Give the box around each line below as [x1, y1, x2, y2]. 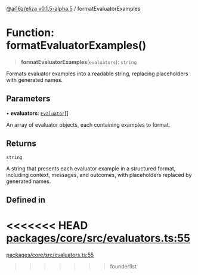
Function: [6, 26, 55, 39]
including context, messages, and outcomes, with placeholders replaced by [6, 171, 192, 178]
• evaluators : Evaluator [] [6, 109, 69, 117]
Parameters [6, 94, 51, 104]
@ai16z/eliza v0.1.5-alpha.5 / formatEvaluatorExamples [6, 5, 141, 12]
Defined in [6, 194, 46, 205]
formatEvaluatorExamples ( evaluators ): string [20, 58, 137, 65]
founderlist [110, 262, 137, 270]
